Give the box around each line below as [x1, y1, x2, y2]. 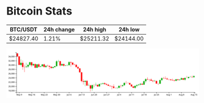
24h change [43, 26, 75, 33]
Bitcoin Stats [6, 4, 73, 18]
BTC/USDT [10, 26, 38, 33]
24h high [82, 26, 107, 33]
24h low [118, 26, 140, 33]
